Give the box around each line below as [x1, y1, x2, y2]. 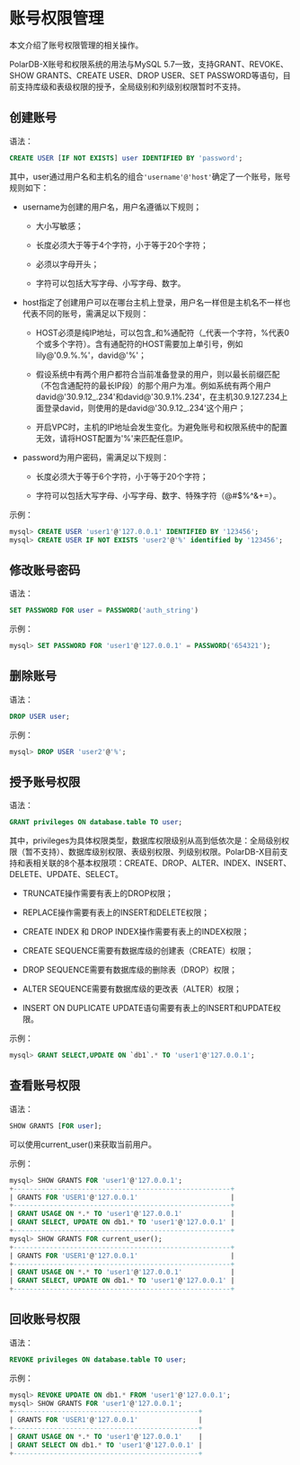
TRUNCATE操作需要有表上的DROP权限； [22, 888, 173, 899]
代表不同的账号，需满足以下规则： [22, 307, 149, 319]
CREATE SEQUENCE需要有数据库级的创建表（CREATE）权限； [22, 946, 254, 956]
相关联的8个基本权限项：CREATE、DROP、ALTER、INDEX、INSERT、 [32, 857, 292, 868]
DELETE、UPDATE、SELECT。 [9, 869, 124, 880]
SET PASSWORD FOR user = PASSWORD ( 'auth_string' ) [9, 606, 199, 616]
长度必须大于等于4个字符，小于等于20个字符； [35, 239, 209, 250]
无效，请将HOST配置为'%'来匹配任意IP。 [35, 432, 189, 443]
